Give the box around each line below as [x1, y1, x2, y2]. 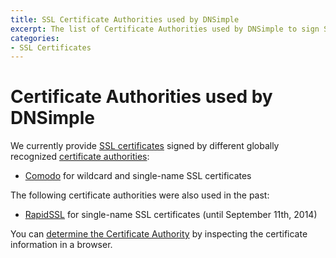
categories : [10, 33, 60, 43]
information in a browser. [10, 239, 113, 251]
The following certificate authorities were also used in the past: [10, 189, 270, 201]
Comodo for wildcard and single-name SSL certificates [24, 170, 252, 182]
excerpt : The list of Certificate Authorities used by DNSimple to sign [10, 24, 320, 34]
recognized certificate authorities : [10, 151, 150, 163]
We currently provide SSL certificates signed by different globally [10, 140, 280, 152]
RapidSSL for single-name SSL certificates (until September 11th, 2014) [24, 209, 318, 221]
